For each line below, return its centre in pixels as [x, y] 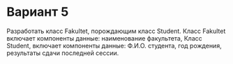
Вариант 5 [38, 12]
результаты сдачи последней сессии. [63, 53]
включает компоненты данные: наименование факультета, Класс [105, 38]
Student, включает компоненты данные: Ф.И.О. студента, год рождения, [114, 45]
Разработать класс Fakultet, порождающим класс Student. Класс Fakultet [116, 31]
